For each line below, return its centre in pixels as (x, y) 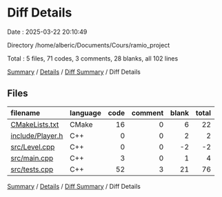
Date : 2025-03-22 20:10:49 (47, 32)
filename (26, 113)
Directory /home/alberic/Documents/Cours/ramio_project (89, 45)
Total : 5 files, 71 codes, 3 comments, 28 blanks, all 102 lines (93, 58)
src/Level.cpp (33, 147)
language (85, 113)
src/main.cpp (32, 158)
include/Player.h (37, 136)
